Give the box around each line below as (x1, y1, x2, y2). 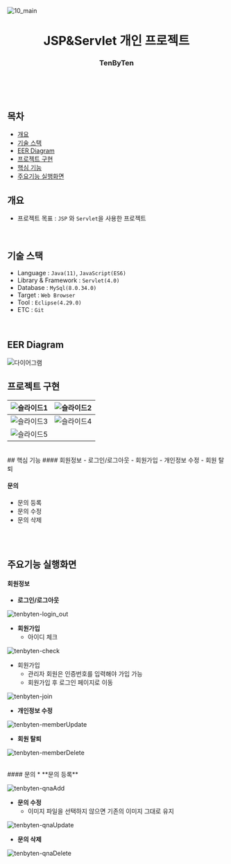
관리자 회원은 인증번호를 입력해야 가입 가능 (27, 670, 144, 678)
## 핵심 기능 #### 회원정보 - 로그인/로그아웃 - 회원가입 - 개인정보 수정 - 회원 (7, 456, 217, 464)
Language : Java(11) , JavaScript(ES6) (17, 268, 126, 277)
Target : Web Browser (17, 291, 76, 299)
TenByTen (99, 58, 134, 68)
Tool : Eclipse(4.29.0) (17, 298, 82, 306)
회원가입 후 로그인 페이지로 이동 (27, 678, 113, 686)
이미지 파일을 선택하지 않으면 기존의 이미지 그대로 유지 (27, 807, 175, 815)
